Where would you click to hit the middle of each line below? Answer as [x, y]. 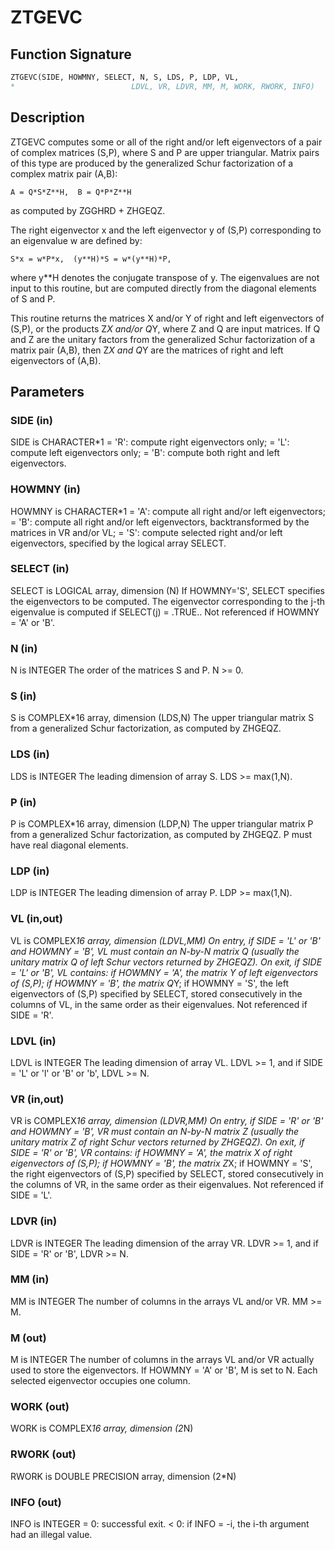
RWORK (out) [43, 1454]
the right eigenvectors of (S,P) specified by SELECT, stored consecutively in [167, 1174]
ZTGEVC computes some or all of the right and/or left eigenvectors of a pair [166, 142]
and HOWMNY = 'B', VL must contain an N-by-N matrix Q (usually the [155, 951]
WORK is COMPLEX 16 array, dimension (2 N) [102, 1428]
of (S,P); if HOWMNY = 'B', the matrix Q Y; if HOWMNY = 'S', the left [149, 983]
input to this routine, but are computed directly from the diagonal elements [163, 288]
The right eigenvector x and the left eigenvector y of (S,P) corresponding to [166, 230]
